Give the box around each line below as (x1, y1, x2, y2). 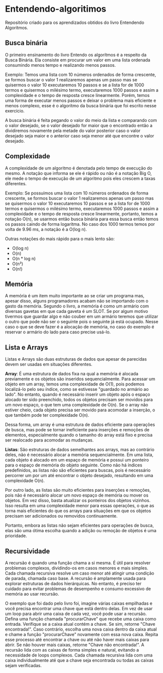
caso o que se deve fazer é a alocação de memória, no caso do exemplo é (5, 324, 154, 330)
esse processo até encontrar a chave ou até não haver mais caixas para (5, 637, 149, 642)
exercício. (5, 108, 25, 114)
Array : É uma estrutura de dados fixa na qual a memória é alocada (5, 371, 139, 377)
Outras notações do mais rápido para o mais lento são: (5, 235, 115, 242)
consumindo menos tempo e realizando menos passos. (5, 62, 116, 68)
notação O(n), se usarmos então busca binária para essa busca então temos (5, 216, 159, 222)
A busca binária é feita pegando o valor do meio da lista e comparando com (5, 117, 157, 123)
